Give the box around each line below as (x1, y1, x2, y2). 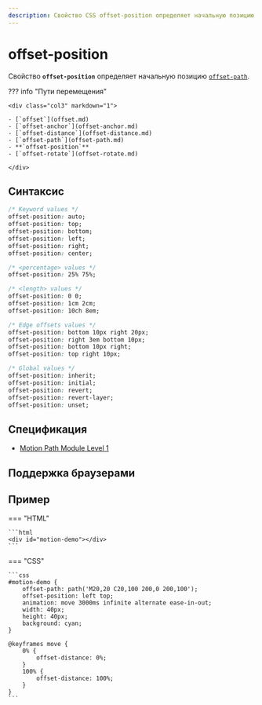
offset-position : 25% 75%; (8, 271, 96, 279)
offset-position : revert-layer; (8, 393, 114, 401)
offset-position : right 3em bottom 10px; (8, 335, 146, 344)
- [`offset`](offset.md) (8, 115, 89, 123)
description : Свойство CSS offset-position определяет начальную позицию (8, 11, 255, 20)
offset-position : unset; (8, 401, 89, 409)
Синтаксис (8, 184, 64, 198)
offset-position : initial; (8, 378, 96, 387)
